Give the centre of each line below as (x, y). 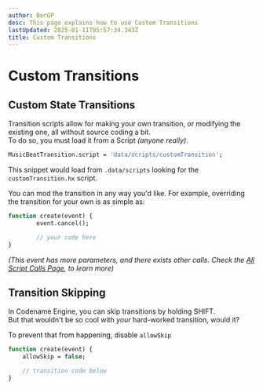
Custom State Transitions (72, 105)
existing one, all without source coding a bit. (80, 132)
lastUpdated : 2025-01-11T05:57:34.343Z (73, 30)
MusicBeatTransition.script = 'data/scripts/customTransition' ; (115, 155)
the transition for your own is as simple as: (77, 202)
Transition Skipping (57, 293)
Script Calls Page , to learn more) (61, 268)
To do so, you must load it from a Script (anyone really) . (98, 140)
